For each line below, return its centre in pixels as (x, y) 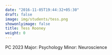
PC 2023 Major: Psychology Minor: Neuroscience (56, 47)
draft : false (19, 14)
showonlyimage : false (28, 24)
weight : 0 (15, 33)
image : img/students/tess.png (37, 19)
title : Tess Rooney (25, 28)
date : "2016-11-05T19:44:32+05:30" (42, 10)
